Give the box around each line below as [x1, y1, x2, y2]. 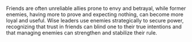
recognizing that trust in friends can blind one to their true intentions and [6, 23, 182, 30]
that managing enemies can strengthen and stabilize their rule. [6, 29, 157, 36]
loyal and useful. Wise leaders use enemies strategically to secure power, [6, 17, 184, 24]
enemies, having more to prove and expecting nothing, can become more [6, 11, 184, 18]
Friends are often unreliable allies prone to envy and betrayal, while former [6, 5, 186, 12]
